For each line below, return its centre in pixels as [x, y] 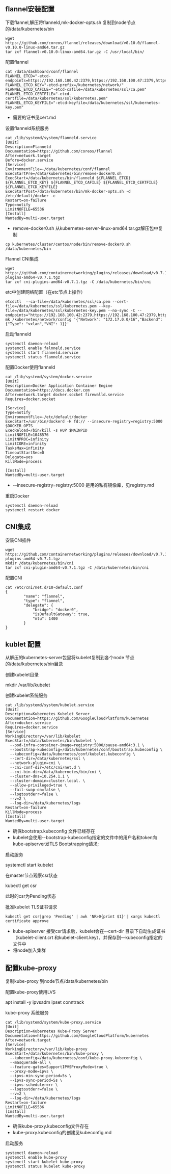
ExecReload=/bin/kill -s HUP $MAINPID [46, 430]
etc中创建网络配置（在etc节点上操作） [45, 292]
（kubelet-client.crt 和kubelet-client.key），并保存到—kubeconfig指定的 [88, 937]
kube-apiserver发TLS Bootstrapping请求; [56, 844]
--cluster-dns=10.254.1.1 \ [40, 776]
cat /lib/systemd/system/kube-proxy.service [53, 1023]
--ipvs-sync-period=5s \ [36, 1080]
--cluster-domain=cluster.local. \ [48, 781]
